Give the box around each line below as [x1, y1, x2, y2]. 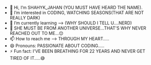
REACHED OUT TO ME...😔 [9, 31, 64, 36]
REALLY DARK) [9, 15, 41, 20]
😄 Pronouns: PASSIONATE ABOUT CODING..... [9, 43, 105, 49]
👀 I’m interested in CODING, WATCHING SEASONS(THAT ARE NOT [9, 10, 144, 16]
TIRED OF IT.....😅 [9, 55, 45, 61]
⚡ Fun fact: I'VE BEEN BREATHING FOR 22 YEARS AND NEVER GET [9, 49, 146, 54]
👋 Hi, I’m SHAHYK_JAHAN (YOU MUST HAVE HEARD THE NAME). [9, 5, 143, 10]
